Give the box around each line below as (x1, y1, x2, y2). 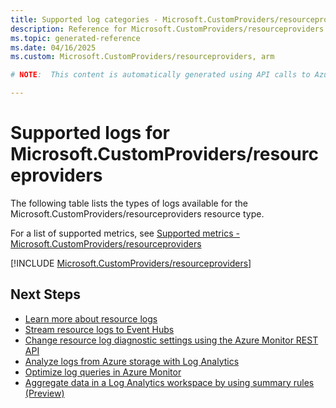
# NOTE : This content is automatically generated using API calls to (10, 70, 311, 80)
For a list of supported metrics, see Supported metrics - (10, 227, 240, 239)
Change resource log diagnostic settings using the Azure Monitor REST (24, 334, 319, 346)
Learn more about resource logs (24, 312, 158, 325)
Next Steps (10, 286, 81, 303)
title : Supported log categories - (10, 14, 159, 25)
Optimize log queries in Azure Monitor (24, 366, 182, 378)
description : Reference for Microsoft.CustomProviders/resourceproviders (10, 24, 325, 34)
